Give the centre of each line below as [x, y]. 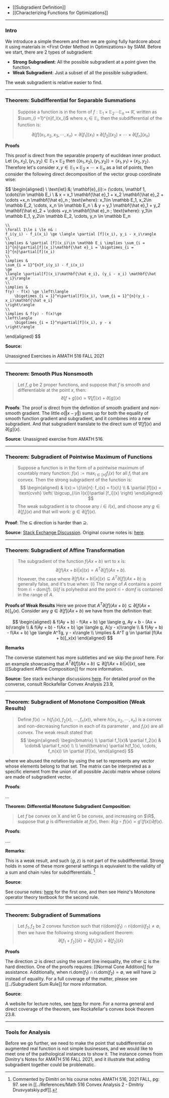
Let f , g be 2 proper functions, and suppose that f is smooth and [83, 385]
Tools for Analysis [28, 1032]
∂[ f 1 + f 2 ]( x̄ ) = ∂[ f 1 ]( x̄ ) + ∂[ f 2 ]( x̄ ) [91, 941]
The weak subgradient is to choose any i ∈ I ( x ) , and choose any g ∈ [89, 506]
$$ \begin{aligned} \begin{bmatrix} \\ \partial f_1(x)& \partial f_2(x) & [91, 740]
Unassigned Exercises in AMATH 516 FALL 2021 [55, 356]
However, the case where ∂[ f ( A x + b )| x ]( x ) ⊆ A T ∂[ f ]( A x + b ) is [82, 578]
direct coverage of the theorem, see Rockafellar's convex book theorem [80, 1009]
